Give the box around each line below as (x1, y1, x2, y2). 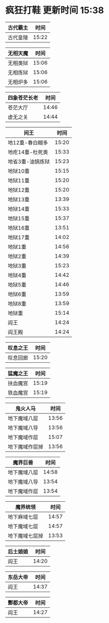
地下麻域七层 (8, 513, 39, 520)
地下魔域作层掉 (8, 443, 44, 450)
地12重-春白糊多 (8, 139, 48, 146)
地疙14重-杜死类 (8, 149, 48, 156)
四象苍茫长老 (8, 94, 39, 101)
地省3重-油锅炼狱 (8, 158, 50, 165)
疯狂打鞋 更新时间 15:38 (5, 5, 104, 16)
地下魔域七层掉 (8, 532, 44, 539)
